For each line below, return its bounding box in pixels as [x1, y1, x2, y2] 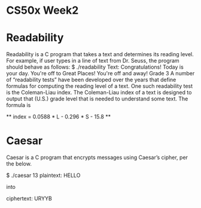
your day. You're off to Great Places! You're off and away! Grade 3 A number [6, 70, 195, 77]
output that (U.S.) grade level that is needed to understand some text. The [6, 95, 188, 102]
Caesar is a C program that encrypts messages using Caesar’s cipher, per [6, 154, 188, 161]
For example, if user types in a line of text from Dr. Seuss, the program [6, 57, 179, 65]
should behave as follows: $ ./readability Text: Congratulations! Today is [6, 63, 184, 71]
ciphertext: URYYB [6, 195, 52, 202]
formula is [6, 102, 31, 109]
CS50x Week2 [6, 4, 79, 17]
